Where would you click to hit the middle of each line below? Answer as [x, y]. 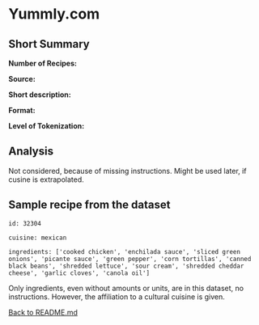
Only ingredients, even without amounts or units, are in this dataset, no [126, 288]
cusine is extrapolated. [47, 179]
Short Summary [49, 44]
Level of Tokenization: [47, 126]
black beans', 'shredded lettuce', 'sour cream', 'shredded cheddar [126, 266]
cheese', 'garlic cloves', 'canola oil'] [79, 273]
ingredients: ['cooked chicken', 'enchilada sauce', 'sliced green [125, 251]
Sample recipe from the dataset [89, 205]
